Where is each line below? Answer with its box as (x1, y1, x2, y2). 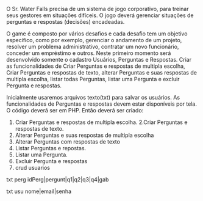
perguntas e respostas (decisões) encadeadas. (6, 18, 125, 25)
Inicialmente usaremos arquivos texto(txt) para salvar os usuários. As (6, 94, 180, 101)
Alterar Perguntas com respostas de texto (15, 138, 121, 145)
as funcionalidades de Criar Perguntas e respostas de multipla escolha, (6, 62, 185, 70)
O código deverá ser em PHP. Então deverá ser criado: (6, 107, 144, 114)
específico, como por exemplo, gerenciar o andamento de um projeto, (6, 37, 182, 43)
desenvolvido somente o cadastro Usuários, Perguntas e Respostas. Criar (6, 56, 192, 63)
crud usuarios (15, 164, 51, 171)
